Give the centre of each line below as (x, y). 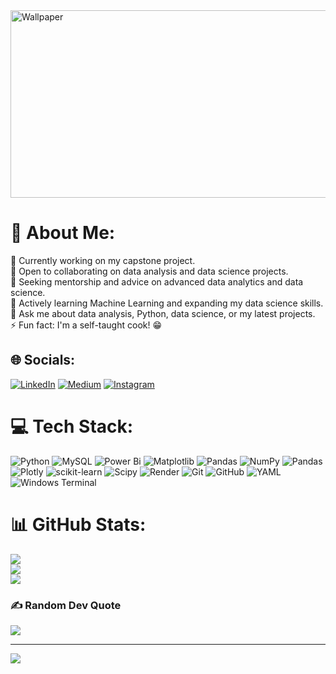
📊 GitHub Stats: (78, 524)
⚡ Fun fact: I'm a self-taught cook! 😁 (86, 325)
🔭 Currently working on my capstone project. (103, 260)
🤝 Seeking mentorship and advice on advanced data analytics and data (157, 281)
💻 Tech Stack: (72, 426)
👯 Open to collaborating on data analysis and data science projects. (149, 271)
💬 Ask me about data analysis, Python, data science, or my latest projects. (163, 313)
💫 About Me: (63, 233)
